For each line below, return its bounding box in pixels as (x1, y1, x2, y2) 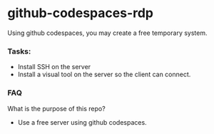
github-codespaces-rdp (7, 5, 154, 21)
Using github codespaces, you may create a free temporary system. (7, 29, 208, 37)
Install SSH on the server (17, 63, 91, 71)
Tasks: (7, 46, 31, 56)
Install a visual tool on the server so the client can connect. (17, 70, 191, 79)
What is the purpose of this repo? (7, 104, 106, 113)
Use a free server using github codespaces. (17, 118, 148, 126)
